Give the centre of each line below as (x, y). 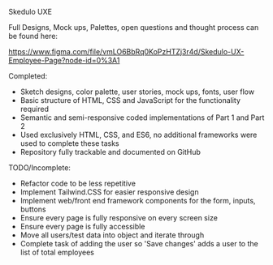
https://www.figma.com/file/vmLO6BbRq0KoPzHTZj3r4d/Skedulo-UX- (126, 51)
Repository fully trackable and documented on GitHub (110, 152)
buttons (33, 209)
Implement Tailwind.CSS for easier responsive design (109, 192)
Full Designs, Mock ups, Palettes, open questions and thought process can (134, 27)
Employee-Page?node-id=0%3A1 (64, 60)
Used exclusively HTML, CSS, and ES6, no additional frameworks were (139, 135)
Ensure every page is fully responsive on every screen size (119, 218)
